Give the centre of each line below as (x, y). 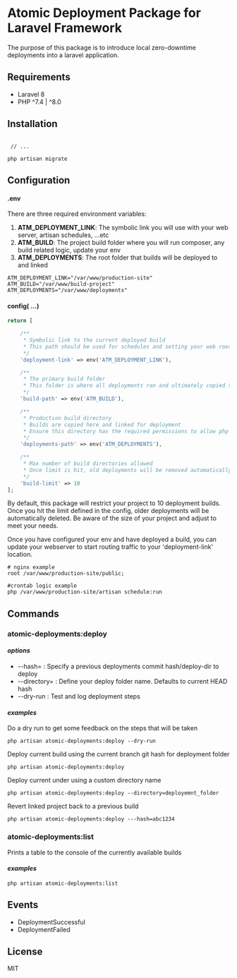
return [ (20, 321)
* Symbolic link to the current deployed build (94, 340)
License (25, 952)
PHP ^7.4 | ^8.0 (39, 102)
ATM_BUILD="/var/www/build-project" (61, 284)
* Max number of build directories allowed (88, 464)
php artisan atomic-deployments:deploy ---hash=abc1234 (91, 819)
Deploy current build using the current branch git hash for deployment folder (119, 754)
